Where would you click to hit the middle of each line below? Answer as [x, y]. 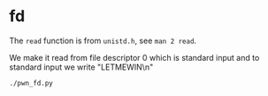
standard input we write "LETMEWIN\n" [81, 67]
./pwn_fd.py [31, 83]
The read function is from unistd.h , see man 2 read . [103, 41]
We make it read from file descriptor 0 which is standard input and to [134, 57]
